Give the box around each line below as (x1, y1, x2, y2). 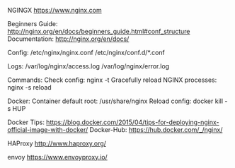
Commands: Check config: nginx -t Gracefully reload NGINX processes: (7, 76, 217, 84)
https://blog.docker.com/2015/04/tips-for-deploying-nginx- (45, 118, 219, 126)
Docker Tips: (7, 118, 45, 126)
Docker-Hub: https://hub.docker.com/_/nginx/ (89, 126, 223, 133)
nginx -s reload (7, 83, 52, 91)
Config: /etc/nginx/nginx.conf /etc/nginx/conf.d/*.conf (7, 49, 165, 56)
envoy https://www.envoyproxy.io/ (7, 153, 108, 161)
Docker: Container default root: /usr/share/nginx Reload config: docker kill (7, 97, 224, 105)
